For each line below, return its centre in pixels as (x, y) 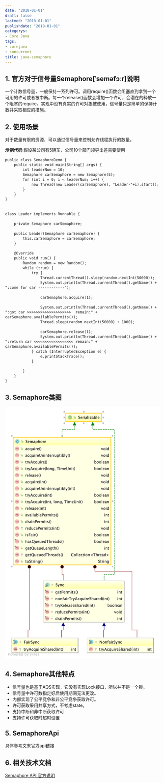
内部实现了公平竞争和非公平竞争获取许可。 (55, 699)
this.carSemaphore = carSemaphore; (59, 239)
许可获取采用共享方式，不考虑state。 (50, 705)
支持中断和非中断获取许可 (38, 711)
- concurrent (18, 52)
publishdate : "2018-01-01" (33, 26)
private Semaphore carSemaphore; (48, 224)
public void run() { (35, 258)
